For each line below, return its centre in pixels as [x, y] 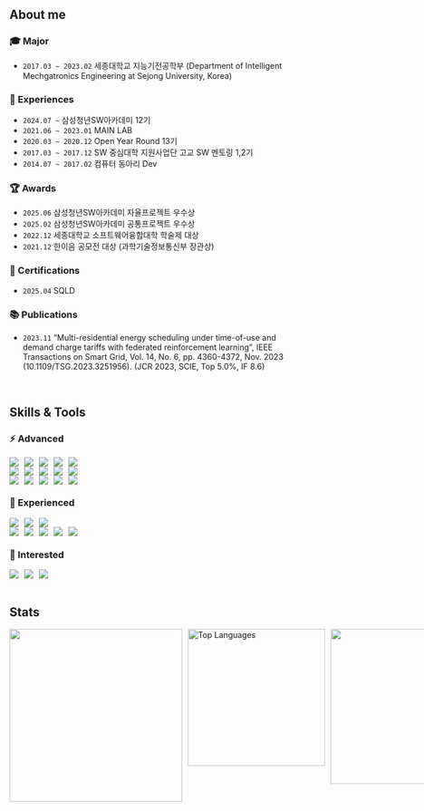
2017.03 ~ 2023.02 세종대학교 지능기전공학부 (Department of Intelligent [152, 65]
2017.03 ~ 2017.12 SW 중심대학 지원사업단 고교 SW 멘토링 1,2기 [138, 152]
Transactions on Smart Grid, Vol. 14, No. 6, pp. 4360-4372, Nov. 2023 [153, 356]
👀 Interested [37, 555]
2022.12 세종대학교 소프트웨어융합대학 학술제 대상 [111, 236]
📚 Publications [44, 314]
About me [38, 15]
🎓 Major [29, 42]
